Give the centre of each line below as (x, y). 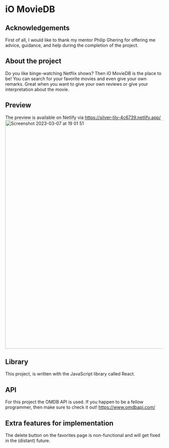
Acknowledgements (37, 28)
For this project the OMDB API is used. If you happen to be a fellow (74, 402)
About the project (33, 61)
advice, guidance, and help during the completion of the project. (72, 45)
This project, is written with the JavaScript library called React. (70, 374)
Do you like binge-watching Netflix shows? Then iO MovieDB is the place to (83, 73)
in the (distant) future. (28, 441)
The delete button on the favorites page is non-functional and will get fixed (83, 435)
